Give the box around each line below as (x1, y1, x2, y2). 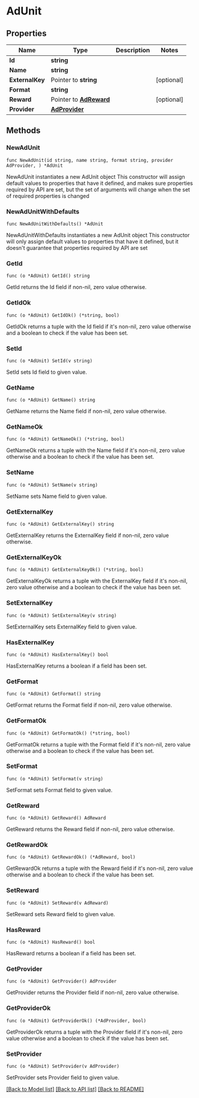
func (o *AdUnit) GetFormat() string (6, 691, 101, 697)
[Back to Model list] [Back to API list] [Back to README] (6, 1085, 144, 1093)
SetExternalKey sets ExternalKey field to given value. (6, 623, 137, 630)
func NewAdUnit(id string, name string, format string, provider (6, 157, 173, 163)
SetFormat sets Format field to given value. (6, 786, 113, 793)
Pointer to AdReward (51, 95, 110, 104)
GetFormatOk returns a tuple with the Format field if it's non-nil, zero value (6, 740, 191, 748)
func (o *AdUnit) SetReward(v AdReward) (6, 900, 109, 906)
